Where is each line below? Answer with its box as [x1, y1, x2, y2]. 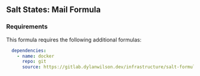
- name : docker [17, 53, 55, 59]
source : [21, 64, 42, 70]
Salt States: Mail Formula [6, 5, 101, 15]
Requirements [6, 23, 48, 31]
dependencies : [11, 47, 46, 53]
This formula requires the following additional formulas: [6, 36, 142, 43]
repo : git [21, 59, 46, 65]
